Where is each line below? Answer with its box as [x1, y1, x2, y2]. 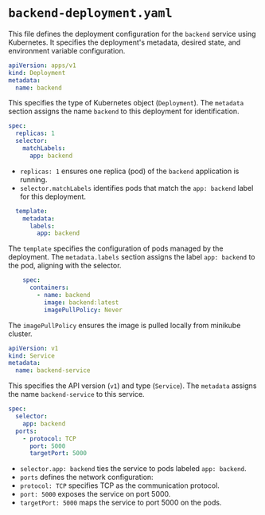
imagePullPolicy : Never [43, 306, 123, 314]
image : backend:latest [43, 298, 119, 307]
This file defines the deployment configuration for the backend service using [8, 29, 256, 38]
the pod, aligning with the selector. [8, 261, 122, 271]
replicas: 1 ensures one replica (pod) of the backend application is [19, 166, 240, 176]
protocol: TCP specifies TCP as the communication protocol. [19, 481, 220, 490]
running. [19, 174, 48, 184]
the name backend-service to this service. [8, 390, 145, 399]
